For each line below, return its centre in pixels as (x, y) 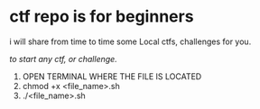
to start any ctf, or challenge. (63, 59)
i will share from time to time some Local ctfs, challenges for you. (130, 41)
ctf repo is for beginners (102, 17)
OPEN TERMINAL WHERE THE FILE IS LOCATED (112, 76)
